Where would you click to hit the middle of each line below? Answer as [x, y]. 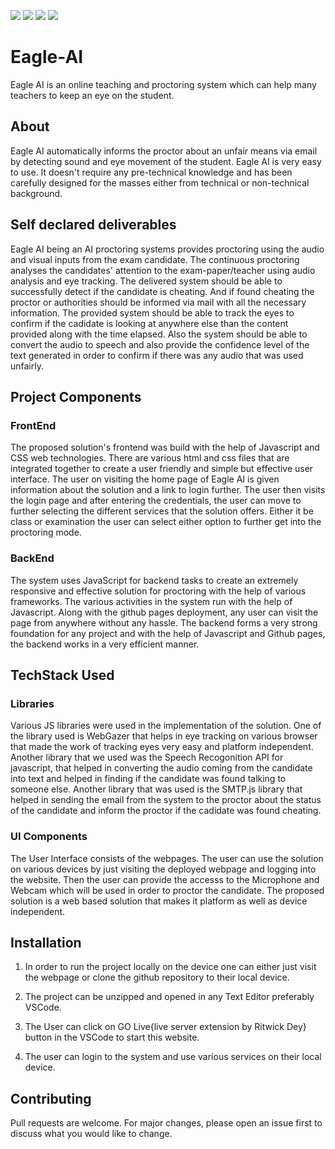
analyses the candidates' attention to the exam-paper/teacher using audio [163, 270]
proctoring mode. [46, 532]
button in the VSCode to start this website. [112, 1037]
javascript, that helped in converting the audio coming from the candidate [161, 768]
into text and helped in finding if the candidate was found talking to [148, 779]
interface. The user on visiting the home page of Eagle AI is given [145, 479]
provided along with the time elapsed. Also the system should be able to [159, 334]
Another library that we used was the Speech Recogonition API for [147, 757]
